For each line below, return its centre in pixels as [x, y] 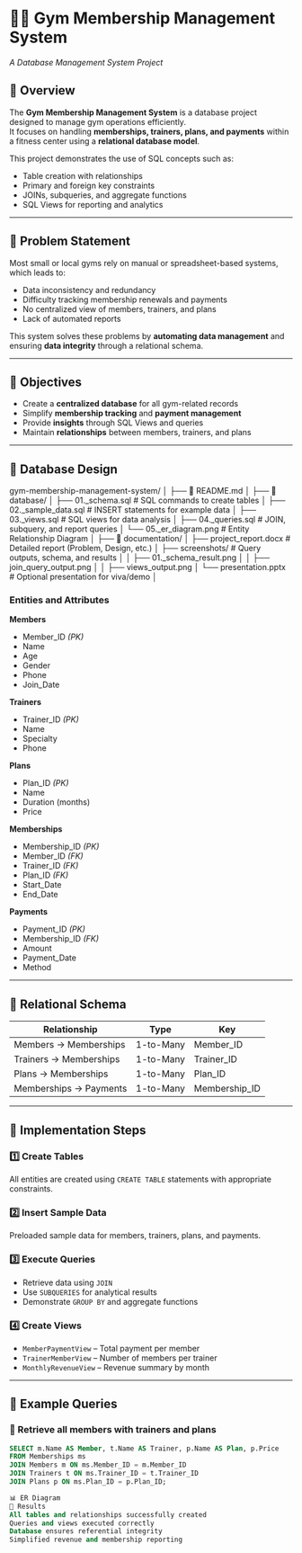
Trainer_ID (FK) [50, 866]
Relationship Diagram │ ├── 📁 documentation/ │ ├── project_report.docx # [150, 539]
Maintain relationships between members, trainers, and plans [137, 433]
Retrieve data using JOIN [67, 1282]
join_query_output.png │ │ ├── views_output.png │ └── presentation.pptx [147, 567]
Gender [36, 665]
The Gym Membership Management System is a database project [133, 112]
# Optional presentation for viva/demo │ [84, 577]
